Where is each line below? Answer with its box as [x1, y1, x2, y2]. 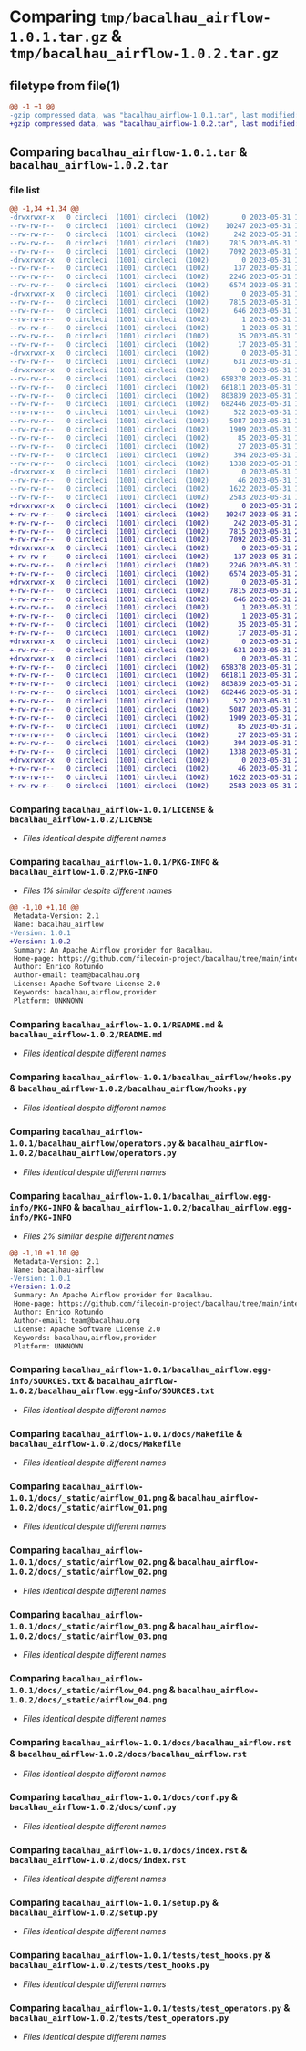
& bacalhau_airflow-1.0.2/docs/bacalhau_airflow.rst [9, 1747, 248, 1760]
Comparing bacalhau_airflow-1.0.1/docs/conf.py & [9, 1791, 239, 1804]
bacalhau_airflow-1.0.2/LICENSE [9, 814, 153, 825]
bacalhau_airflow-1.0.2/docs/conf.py [9, 1802, 178, 1813]
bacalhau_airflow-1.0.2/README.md [9, 1029, 162, 1039]
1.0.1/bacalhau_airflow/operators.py [9, 1139, 178, 1149]
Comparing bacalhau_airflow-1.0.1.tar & [9, 144, 248, 161]
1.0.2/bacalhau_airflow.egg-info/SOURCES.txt [9, 1386, 216, 1397]
